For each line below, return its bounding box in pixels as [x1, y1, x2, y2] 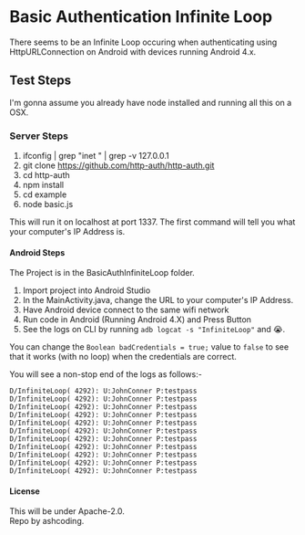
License [9, 486, 41, 497]
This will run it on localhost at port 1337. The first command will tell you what [9, 216, 296, 227]
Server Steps [9, 130, 68, 142]
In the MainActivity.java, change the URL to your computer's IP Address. [22, 295, 294, 306]
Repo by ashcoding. [9, 516, 85, 527]
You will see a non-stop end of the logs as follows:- [9, 369, 202, 380]
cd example [22, 189, 67, 200]
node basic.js [22, 199, 74, 210]
